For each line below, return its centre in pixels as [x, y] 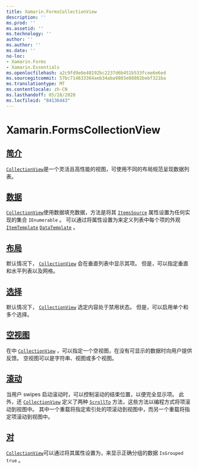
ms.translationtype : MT [36, 84]
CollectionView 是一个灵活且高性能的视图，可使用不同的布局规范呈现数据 [95, 169]
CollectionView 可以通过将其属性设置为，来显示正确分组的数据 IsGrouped [95, 453]
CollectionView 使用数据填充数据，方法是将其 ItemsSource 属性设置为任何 [96, 212]
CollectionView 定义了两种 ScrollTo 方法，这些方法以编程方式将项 [104, 402]
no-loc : [16, 56]
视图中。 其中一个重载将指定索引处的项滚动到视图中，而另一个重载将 [100, 409]
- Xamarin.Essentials [33, 67]
